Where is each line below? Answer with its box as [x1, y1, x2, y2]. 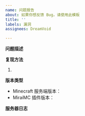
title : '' [5, 17, 26, 22]
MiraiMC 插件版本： [12, 95, 54, 101]
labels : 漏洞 [5, 21, 32, 27]
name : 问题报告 [5, 7, 35, 13]
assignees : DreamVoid [5, 27, 51, 32]
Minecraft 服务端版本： [12, 88, 61, 95]
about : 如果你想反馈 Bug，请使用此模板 [5, 12, 80, 17]
